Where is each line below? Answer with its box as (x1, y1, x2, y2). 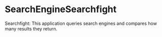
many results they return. (5, 25, 58, 31)
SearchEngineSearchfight (5, 4, 117, 15)
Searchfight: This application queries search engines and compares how (5, 20, 157, 26)
